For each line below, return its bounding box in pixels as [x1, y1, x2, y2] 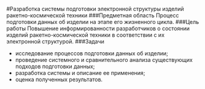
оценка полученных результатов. [15, 76, 103, 83]
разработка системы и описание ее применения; [15, 69, 145, 76]
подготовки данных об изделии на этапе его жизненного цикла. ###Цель [6, 18, 199, 25]
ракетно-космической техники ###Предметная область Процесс [6, 12, 179, 19]
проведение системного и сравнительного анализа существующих [15, 56, 193, 63]
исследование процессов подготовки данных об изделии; [15, 50, 169, 57]
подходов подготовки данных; [15, 63, 95, 70]
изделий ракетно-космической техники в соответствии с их [6, 31, 164, 39]
